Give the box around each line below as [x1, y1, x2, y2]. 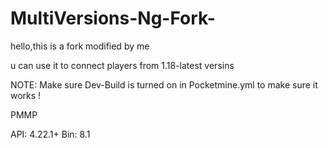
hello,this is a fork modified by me [10, 40, 150, 52]
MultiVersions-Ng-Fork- [10, 7, 216, 30]
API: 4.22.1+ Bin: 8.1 [10, 128, 91, 140]
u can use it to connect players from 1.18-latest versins [10, 59, 235, 71]
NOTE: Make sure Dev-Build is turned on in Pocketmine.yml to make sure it [10, 78, 318, 91]
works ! [10, 89, 42, 101]
